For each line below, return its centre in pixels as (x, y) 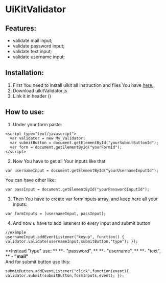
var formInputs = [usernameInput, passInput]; (56, 214)
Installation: (25, 73)
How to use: (25, 112)
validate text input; (32, 51)
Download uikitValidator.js (40, 90)
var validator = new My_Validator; (48, 138)
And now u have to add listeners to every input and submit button (81, 223)
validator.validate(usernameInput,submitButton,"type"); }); (72, 241)
